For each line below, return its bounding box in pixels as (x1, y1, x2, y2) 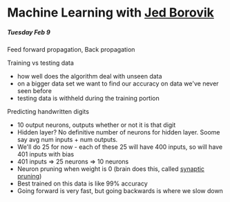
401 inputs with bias (17, 150, 75, 159)
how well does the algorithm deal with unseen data (17, 72, 162, 81)
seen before (17, 87, 52, 95)
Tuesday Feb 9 (7, 28, 50, 36)
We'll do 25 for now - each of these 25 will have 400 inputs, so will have (17, 143, 223, 151)
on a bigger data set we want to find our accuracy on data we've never (17, 79, 219, 88)
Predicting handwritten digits (7, 108, 90, 116)
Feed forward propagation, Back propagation (7, 46, 135, 54)
